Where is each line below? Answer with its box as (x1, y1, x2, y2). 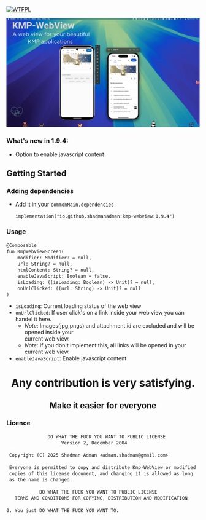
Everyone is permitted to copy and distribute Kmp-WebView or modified (9, 464, 196, 470)
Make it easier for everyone (49, 400, 157, 411)
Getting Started (6, 168, 67, 179)
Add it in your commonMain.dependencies (15, 200, 115, 208)
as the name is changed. (9, 476, 72, 483)
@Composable (6, 242, 37, 248)
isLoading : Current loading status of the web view (15, 302, 142, 310)
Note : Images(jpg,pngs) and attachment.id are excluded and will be (24, 321, 195, 329)
